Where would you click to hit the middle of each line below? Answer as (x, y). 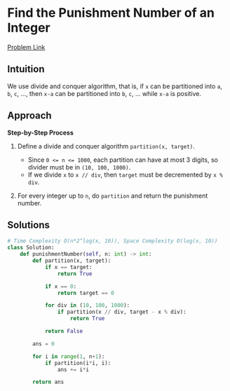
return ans (48, 382)
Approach (29, 116)
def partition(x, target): (72, 261)
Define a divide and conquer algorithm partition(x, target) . (106, 146)
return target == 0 (86, 293)
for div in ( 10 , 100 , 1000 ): (87, 306)
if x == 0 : (61, 286)
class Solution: (31, 248)
